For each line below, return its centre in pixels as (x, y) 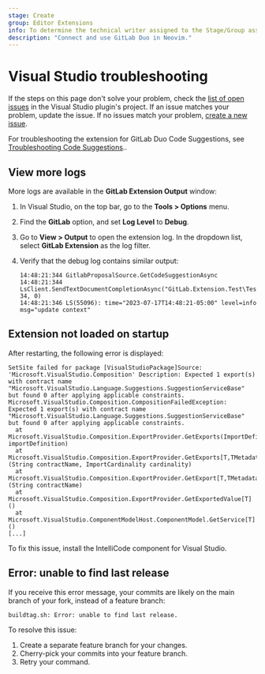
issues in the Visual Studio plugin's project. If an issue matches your (119, 107)
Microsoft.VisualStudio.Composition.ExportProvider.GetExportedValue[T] (130, 499)
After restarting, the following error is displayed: (86, 353)
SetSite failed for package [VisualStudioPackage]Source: (105, 367)
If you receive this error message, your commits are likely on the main (121, 592)
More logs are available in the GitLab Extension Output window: (112, 191)
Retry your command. (55, 661)
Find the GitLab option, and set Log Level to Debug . (104, 222)
